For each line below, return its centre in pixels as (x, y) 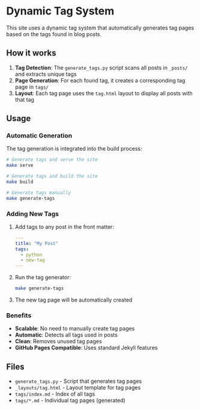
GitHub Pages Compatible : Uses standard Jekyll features (86, 348)
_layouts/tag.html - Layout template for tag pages (78, 388)
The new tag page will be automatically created (74, 300)
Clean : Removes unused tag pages (58, 341)
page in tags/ (32, 87)
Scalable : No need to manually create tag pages (75, 329)
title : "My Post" (37, 243)
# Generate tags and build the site (52, 176)
